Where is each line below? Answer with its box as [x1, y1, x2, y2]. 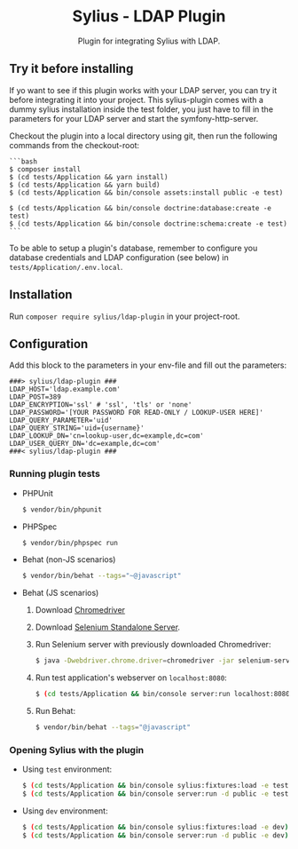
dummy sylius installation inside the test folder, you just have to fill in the [9, 104, 273, 115]
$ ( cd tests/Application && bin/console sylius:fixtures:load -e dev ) [21, 822, 289, 831]
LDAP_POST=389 [9, 393, 62, 401]
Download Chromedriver [35, 605, 126, 615]
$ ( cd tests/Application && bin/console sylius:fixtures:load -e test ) [21, 782, 293, 790]
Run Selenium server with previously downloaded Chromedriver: [35, 639, 271, 650]
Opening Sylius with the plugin [9, 743, 145, 756]
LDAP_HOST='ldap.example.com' [9, 385, 122, 394]
